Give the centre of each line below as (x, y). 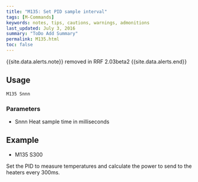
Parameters (23, 108)
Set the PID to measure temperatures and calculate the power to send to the (99, 166)
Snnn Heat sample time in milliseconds (62, 122)
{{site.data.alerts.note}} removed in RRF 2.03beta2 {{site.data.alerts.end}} (97, 61)
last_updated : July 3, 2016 (41, 28)
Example (23, 140)
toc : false (20, 45)
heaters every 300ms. (33, 172)
